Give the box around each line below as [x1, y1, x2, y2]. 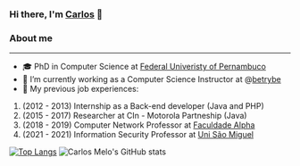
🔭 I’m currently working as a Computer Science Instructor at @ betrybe [21, 74, 281, 85]
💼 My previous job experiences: [21, 84, 139, 95]
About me [9, 31, 54, 44]
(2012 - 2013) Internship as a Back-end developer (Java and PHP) [21, 101, 265, 112]
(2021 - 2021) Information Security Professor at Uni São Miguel [21, 129, 254, 140]
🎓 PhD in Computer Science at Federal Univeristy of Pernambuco [21, 62, 266, 72]
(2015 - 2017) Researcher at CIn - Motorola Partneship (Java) [21, 111, 247, 121]
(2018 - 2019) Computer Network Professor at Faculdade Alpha [21, 120, 255, 130]
